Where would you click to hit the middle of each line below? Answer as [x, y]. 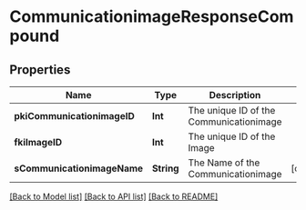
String [165, 168]
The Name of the [224, 163]
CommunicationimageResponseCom [152, 17]
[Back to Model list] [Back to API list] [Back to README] [114, 196]
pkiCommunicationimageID [74, 116]
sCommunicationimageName [79, 168]
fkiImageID [38, 142]
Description [235, 95]
